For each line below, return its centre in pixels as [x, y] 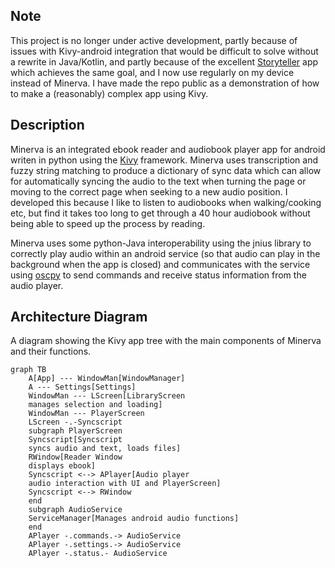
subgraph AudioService [75, 510]
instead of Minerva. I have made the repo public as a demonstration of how [165, 83]
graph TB [28, 370]
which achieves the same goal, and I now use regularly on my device [152, 72]
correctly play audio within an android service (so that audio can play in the [165, 253]
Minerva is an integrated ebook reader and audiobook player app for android [168, 149]
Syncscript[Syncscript [75, 440]
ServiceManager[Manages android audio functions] [134, 519]
